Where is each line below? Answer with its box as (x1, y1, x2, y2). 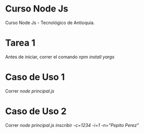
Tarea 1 (5, 37, 36, 49)
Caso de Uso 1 (5, 71, 65, 83)
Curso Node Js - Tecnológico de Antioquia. (5, 20, 95, 26)
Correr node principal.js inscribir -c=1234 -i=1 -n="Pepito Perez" (5, 122, 139, 128)
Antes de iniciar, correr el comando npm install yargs (5, 54, 114, 60)
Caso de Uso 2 (5, 106, 67, 117)
